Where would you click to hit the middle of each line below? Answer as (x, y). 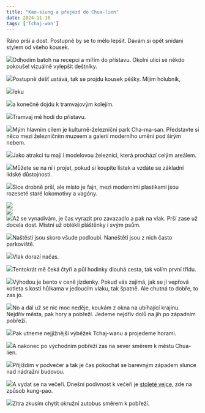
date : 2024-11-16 (28, 18)
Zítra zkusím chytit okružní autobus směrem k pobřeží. (81, 404)
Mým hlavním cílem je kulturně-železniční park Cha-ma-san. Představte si (106, 130)
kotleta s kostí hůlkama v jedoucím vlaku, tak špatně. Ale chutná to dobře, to (102, 289)
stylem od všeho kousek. (38, 47)
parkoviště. (20, 244)
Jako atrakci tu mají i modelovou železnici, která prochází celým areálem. (105, 155)
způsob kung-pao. (30, 391)
